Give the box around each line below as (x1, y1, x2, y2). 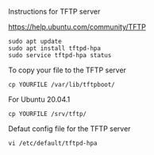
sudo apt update (8, 37, 62, 45)
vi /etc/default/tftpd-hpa (8, 139, 98, 147)
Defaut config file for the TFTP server (8, 124, 131, 134)
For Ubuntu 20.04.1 (8, 95, 71, 104)
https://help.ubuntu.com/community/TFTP (8, 22, 147, 31)
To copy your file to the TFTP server (8, 65, 127, 75)
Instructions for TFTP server (8, 7, 101, 16)
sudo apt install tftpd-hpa (8, 45, 102, 52)
